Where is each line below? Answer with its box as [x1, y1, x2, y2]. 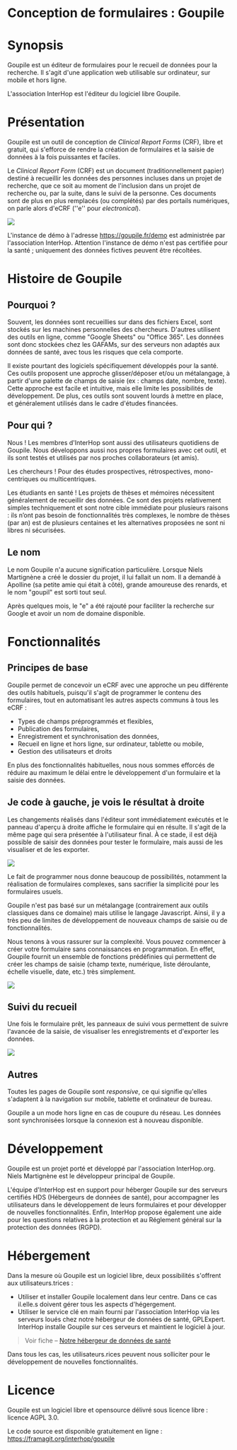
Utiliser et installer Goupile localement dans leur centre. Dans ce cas [17, 1293, 217, 1301]
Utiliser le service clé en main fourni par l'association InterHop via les [17, 1308, 220, 1316]
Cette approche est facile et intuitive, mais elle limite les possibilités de [7, 384, 214, 393]
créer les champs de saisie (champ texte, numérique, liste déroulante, [7, 960, 211, 968]
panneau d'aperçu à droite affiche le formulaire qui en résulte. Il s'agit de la [7, 822, 226, 831]
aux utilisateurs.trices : [7, 1279, 74, 1287]
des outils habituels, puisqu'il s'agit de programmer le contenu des [7, 688, 202, 696]
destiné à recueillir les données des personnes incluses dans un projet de [7, 174, 222, 183]
